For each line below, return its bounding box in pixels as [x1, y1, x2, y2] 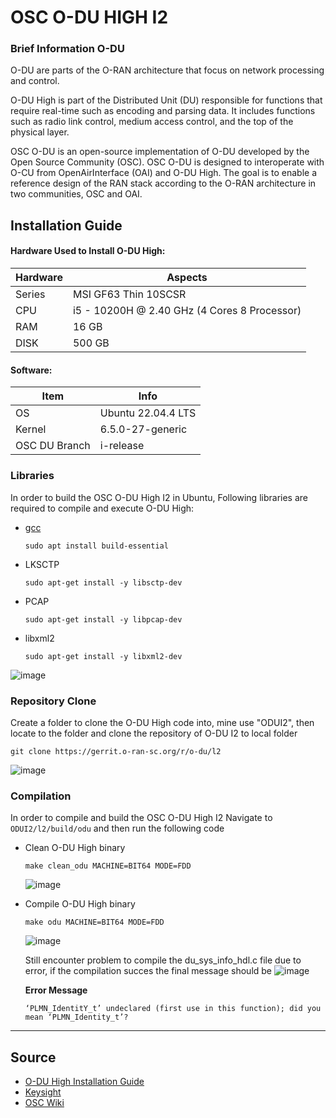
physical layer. [10, 126, 70, 138]
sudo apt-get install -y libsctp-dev [24, 577, 183, 588]
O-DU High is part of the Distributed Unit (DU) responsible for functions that [10, 94, 323, 106]
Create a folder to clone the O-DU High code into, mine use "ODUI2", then [10, 716, 315, 728]
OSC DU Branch [15, 439, 91, 453]
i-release [99, 439, 145, 453]
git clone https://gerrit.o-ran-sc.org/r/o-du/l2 [10, 746, 222, 756]
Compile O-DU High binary [24, 898, 136, 910]
